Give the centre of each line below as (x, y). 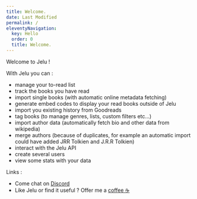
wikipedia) (27, 129)
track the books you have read (52, 91)
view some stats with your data (53, 160)
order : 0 (22, 39)
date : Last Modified (32, 17)
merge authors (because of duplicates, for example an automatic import (103, 135)
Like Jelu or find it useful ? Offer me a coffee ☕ (72, 190)
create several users (40, 154)
